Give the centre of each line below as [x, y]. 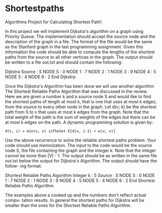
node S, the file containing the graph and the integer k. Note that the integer [81, 150]
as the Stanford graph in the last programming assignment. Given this [74, 47]
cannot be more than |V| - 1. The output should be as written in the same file [81, 155]
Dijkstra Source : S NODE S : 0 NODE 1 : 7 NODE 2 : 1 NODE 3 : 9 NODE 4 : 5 [81, 71]
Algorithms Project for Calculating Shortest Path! [53, 22]
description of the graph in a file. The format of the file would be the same [79, 41]
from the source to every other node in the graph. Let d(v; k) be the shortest [81, 107]
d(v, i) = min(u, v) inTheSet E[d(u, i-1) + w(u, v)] [60, 131]
